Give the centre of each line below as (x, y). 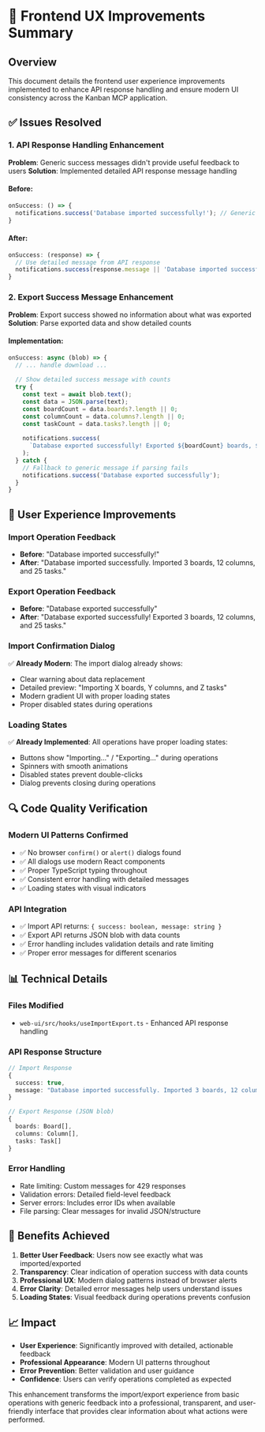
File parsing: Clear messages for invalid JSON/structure (110, 1211)
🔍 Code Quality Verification (78, 809)
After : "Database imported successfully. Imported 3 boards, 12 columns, (137, 563)
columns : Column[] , (47, 1133)
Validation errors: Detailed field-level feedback (95, 1194)
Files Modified (36, 1005)
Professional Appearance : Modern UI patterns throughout (115, 1362)
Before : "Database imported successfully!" (90, 554)
